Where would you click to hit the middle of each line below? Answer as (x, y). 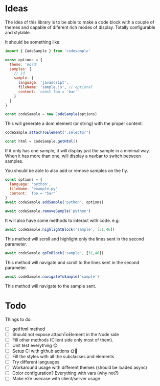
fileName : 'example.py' (34, 189)
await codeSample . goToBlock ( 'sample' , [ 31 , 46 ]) (55, 253)
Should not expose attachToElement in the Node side (66, 334)
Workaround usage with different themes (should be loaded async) (80, 367)
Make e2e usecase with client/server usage (56, 379)
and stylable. (18, 32)
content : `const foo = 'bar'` (49, 92)
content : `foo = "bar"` (34, 193)
